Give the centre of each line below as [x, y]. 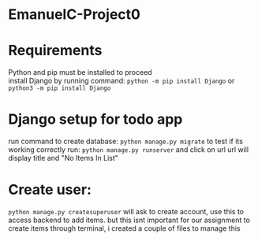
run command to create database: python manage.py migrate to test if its [125, 141]
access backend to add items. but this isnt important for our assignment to [129, 220]
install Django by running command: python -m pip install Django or [122, 81]
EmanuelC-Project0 [74, 15]
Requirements [55, 51]
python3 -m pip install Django [60, 88]
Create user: [50, 190]
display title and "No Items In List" [63, 158]
